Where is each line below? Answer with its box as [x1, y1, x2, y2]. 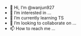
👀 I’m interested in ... [9, 10, 52, 16]
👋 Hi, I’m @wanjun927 [9, 5, 55, 10]
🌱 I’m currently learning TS [9, 15, 64, 20]
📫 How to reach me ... [9, 26, 55, 31]
